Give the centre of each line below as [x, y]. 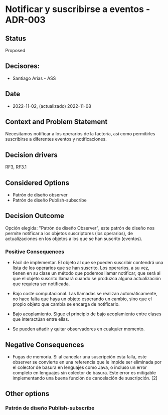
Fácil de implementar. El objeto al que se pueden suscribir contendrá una [88, 263]
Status [16, 38]
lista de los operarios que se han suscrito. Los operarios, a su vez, [81, 268]
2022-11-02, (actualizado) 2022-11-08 [52, 106]
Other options [27, 394]
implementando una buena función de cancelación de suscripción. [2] [85, 378]
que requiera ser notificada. [41, 284]
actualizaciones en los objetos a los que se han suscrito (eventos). [74, 239]
